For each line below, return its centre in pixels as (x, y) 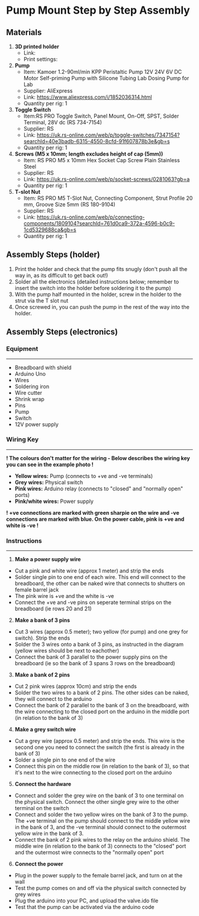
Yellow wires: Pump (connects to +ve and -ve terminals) (84, 476)
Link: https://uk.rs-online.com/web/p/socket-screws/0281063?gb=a (107, 179)
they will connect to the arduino (53, 699)
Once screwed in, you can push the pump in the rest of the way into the (102, 307)
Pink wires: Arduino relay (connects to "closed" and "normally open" (99, 489)
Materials (24, 32)
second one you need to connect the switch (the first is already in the (99, 747)
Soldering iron (32, 386)
